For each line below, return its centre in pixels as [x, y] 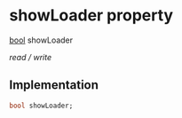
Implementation [54, 85]
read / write [30, 57]
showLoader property [91, 16]
